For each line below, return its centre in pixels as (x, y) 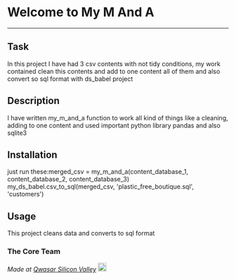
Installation (32, 154)
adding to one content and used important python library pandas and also (114, 125)
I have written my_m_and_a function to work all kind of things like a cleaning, (118, 117)
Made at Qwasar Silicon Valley (52, 269)
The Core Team (34, 252)
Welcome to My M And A (81, 12)
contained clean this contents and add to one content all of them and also (114, 71)
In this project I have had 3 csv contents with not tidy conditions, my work (114, 63)
